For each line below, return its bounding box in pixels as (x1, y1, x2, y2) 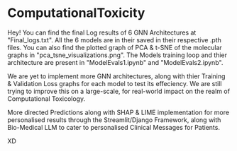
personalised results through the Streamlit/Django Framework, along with (7, 115, 221, 124)
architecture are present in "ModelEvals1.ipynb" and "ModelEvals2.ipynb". (7, 58, 224, 66)
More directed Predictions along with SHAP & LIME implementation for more (7, 108, 229, 116)
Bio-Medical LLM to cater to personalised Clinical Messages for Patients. (7, 123, 220, 131)
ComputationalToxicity (7, 5, 145, 21)
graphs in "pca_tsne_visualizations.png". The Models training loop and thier (7, 51, 227, 59)
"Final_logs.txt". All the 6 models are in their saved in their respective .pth (7, 35, 222, 44)
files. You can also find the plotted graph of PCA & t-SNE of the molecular (7, 43, 222, 52)
